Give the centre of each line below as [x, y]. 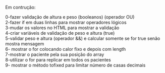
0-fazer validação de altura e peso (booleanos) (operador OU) [70, 17]
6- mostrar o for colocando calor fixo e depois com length [66, 49]
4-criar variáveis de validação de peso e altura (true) [60, 33]
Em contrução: [20, 7]
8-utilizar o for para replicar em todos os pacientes [58, 60]
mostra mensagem [25, 44]
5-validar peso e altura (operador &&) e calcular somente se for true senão [83, 38]
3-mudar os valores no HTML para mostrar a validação [62, 28]
